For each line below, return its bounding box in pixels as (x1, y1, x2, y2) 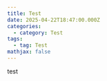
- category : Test (13, 29, 64, 36)
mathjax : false (7, 49, 51, 56)
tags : (7, 36, 23, 43)
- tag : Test (13, 42, 48, 49)
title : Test (7, 10, 41, 17)
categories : (7, 23, 41, 30)
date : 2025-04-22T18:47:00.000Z (7, 16, 100, 23)
